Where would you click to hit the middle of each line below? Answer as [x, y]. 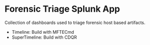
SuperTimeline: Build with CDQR [44, 37]
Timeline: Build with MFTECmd [43, 32]
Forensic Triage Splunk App [62, 9]
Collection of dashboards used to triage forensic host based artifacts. [75, 22]
